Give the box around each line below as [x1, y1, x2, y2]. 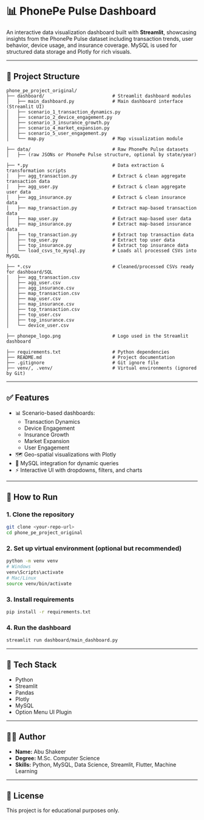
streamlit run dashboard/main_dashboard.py [6, 637, 118, 643]
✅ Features [6, 393, 50, 403]
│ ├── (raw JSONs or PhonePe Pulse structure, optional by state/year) [6, 151, 197, 158]
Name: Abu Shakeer [15, 747, 66, 755]
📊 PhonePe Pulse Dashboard [6, 4, 157, 18]
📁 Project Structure [6, 71, 80, 82]
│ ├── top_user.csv [6, 312, 61, 318]
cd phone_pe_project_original [6, 530, 83, 536]
